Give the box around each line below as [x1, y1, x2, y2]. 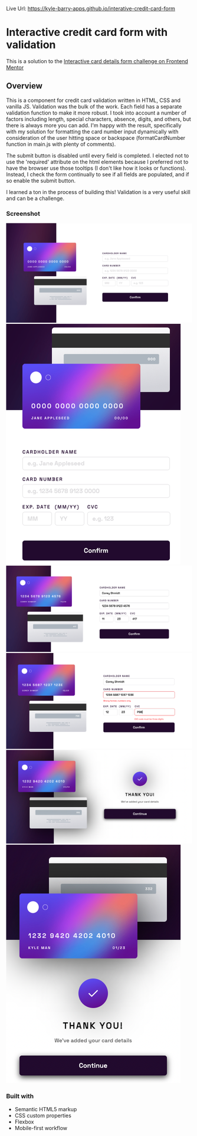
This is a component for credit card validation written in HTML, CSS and [6, 97, 181, 104]
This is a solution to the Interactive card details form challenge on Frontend [6, 57, 189, 64]
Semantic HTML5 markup [14, 1105, 77, 1112]
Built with [6, 1092, 34, 1101]
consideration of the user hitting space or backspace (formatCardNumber [6, 134, 186, 141]
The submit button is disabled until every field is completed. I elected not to [6, 152, 189, 159]
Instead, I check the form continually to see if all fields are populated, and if [6, 170, 189, 178]
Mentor [6, 64, 24, 71]
